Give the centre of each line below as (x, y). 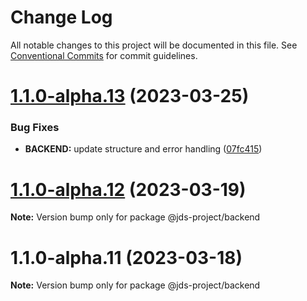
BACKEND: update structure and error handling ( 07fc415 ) (143, 149)
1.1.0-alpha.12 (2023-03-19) (128, 189)
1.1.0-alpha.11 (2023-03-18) (126, 257)
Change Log (61, 17)
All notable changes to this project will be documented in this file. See (154, 45)
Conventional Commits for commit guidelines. (104, 55)
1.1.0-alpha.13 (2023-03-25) (130, 96)
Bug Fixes (35, 128)
